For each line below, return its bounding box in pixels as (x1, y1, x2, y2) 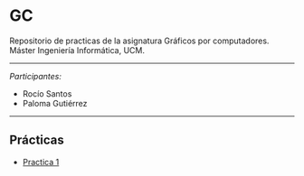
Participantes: (9, 70, 62, 81)
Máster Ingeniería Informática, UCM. (9, 44, 145, 55)
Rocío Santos (22, 88, 72, 99)
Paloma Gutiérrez (22, 97, 88, 108)
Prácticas (9, 133, 65, 148)
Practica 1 (22, 156, 60, 167)
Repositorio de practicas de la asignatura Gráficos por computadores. (9, 35, 270, 46)
